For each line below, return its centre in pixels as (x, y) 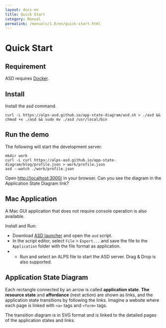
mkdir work (16, 156)
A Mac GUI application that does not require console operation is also (76, 211)
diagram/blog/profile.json (33, 164)
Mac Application (31, 199)
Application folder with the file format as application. (66, 246)
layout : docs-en (22, 10)
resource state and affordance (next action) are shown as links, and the (79, 295)
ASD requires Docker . (27, 79)
